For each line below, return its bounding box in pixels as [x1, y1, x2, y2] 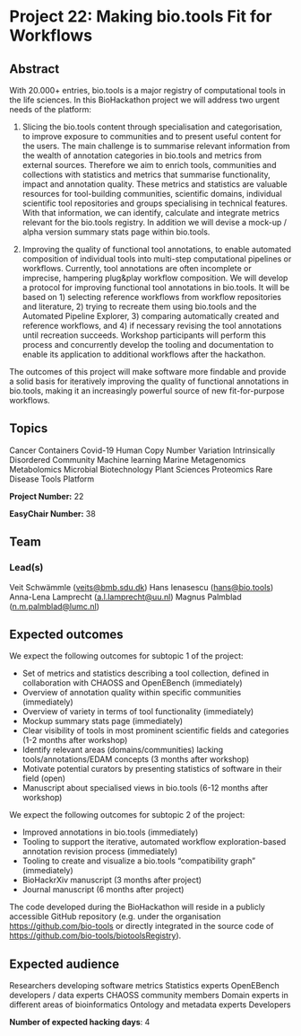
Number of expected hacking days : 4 [9, 1017, 150, 1028]
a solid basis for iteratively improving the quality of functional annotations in [9, 376, 289, 386]
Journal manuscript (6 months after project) [21, 884, 185, 895]
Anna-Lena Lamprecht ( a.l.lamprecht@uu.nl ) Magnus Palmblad [9, 591, 242, 602]
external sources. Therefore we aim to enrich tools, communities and [21, 160, 277, 170]
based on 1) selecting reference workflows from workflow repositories [21, 292, 282, 302]
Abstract [9, 61, 60, 76]
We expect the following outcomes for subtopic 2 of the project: [9, 810, 245, 820]
